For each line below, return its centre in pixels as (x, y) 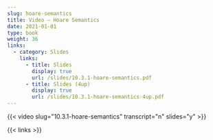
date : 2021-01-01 (32, 26)
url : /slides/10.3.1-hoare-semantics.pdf (92, 78)
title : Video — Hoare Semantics (53, 20)
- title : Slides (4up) (58, 84)
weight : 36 (23, 39)
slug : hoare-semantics (40, 13)
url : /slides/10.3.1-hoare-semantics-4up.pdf (98, 97)
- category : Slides (41, 52)
